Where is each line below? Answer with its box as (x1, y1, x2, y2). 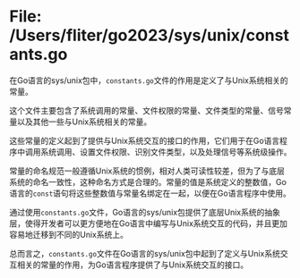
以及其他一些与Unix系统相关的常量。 (16, 116, 152, 127)
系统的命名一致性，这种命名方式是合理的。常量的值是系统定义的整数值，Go (9, 176, 287, 187)
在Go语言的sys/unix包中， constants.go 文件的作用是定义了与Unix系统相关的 (9, 74, 288, 86)
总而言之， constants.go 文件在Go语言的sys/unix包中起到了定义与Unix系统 (9, 248, 280, 258)
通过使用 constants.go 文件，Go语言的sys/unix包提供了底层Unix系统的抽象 (9, 206, 280, 217)
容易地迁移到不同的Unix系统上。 (9, 229, 128, 240)
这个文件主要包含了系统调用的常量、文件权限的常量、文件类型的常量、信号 (9, 105, 284, 115)
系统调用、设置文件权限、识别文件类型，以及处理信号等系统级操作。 (39, 146, 292, 157)
